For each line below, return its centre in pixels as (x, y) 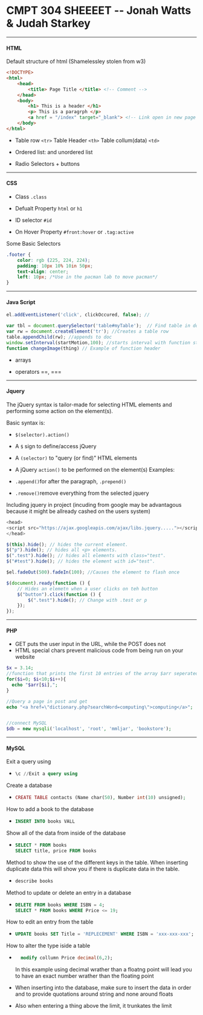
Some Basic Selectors (34, 243)
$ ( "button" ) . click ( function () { (59, 594)
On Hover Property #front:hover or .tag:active (74, 232)
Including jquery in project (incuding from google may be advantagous (94, 504)
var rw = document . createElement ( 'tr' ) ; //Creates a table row (88, 331)
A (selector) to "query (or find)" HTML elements (76, 458)
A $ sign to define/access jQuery (56, 446)
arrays (23, 360)
